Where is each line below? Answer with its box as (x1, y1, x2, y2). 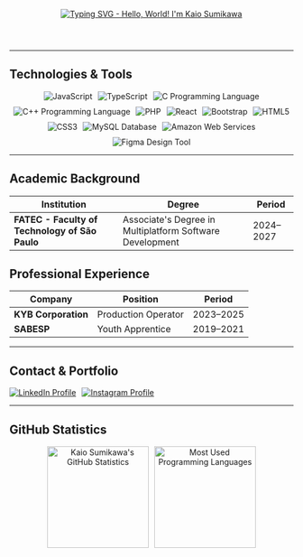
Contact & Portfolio (9, 363, 119, 378)
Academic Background (9, 172, 141, 187)
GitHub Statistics (9, 422, 107, 437)
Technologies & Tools (9, 67, 133, 82)
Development (123, 236, 179, 248)
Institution (41, 198, 87, 210)
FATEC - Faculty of (14, 213, 98, 226)
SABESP (14, 323, 50, 336)
